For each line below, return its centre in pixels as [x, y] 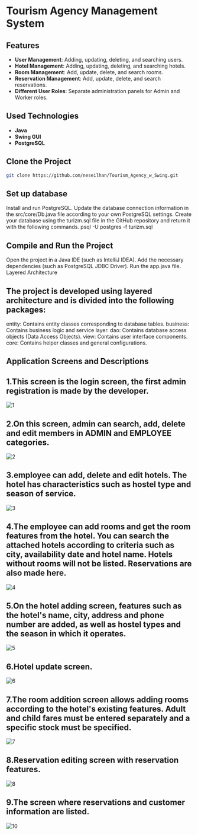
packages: [26, 310]
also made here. [36, 573]
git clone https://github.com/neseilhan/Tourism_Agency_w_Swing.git [92, 175]
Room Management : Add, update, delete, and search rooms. [89, 72]
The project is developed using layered [79, 291]
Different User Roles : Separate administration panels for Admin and [97, 91]
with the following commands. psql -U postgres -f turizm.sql [79, 227]
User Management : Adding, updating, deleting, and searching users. [99, 60]
